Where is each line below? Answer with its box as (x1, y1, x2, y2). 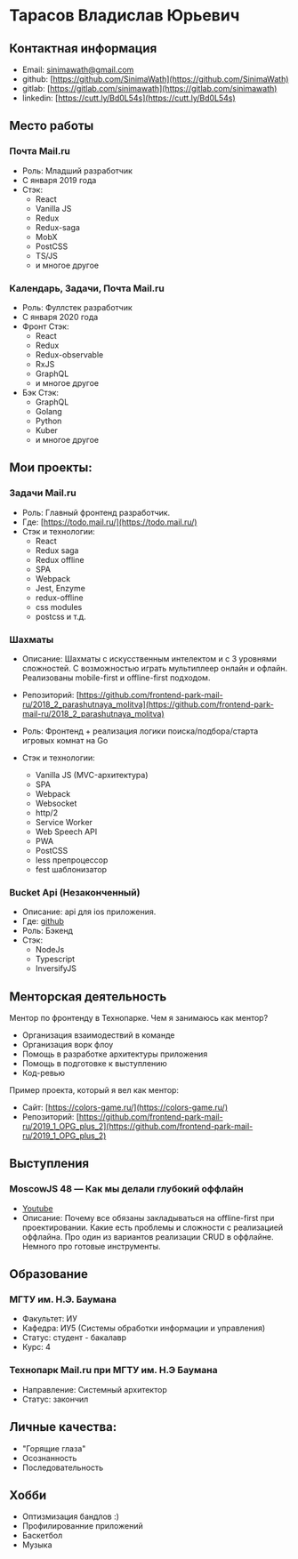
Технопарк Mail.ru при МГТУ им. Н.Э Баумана (9, 1364, 218, 1377)
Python (35, 415, 62, 426)
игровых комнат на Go (21, 735, 109, 745)
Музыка (21, 1539, 52, 1550)
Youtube (21, 1202, 53, 1214)
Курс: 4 (21, 1342, 52, 1353)
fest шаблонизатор (35, 864, 108, 874)
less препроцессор (35, 855, 109, 865)
